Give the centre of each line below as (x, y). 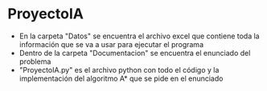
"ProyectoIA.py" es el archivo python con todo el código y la (119, 69)
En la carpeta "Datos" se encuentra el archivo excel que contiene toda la (139, 36)
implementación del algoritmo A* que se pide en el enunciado (121, 78)
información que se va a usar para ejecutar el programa (111, 44)
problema (35, 61)
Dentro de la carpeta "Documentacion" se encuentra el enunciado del (135, 53)
